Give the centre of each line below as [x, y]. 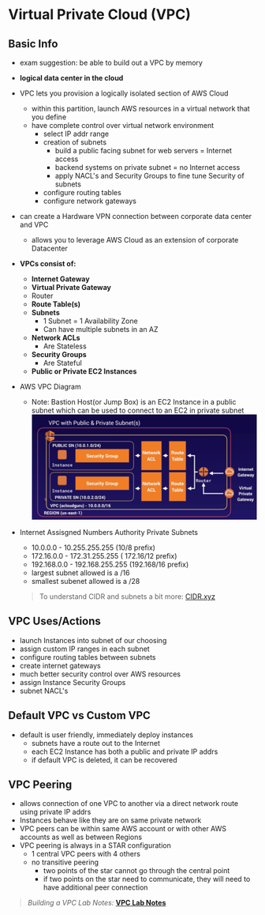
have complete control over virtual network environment [123, 125]
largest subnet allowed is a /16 [80, 573]
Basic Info [33, 44]
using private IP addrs [55, 812]
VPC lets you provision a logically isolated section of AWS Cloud [124, 93]
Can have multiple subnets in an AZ [101, 329]
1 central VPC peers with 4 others [86, 854]
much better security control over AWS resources [100, 674]
